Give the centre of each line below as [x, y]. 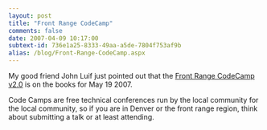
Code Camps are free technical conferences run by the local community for [133, 100]
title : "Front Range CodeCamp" [61, 23]
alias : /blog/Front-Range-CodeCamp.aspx [77, 53]
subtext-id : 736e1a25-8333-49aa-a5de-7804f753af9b [95, 46]
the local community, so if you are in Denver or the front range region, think [133, 108]
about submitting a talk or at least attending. [81, 117]
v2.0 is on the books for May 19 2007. [70, 84]
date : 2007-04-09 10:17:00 [53, 38]
